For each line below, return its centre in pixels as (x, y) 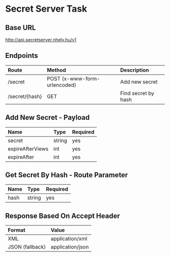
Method (56, 70)
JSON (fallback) (27, 247)
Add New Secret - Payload (48, 118)
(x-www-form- (81, 78)
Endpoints (22, 56)
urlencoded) (61, 85)
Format (17, 230)
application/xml (69, 239)
